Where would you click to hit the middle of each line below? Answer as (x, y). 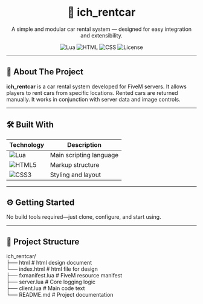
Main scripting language (85, 155)
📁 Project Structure (43, 241)
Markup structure (75, 164)
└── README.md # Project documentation (60, 295)
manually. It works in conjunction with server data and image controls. (93, 99)
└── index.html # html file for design (52, 269)
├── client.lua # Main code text (46, 288)
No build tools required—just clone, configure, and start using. (84, 217)
